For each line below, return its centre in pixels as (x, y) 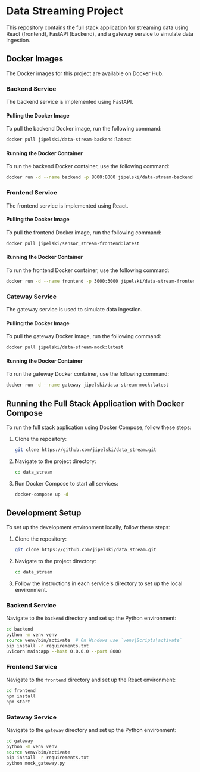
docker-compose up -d (41, 494)
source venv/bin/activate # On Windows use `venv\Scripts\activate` (94, 640)
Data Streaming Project (65, 11)
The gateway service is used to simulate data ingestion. (74, 309)
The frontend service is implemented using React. (67, 206)
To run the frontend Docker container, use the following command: (88, 270)
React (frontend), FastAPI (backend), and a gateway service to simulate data (100, 33)
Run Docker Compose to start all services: (67, 483)
